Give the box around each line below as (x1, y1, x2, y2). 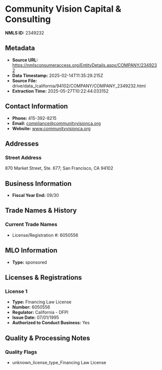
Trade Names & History (5, 206, 77, 215)
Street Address (5, 154, 42, 161)
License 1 (5, 288, 28, 294)
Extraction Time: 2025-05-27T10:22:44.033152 (12, 88, 109, 94)
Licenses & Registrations (5, 273, 82, 281)
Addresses (5, 139, 39, 148)
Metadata (5, 44, 35, 52)
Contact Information (5, 102, 68, 111)
